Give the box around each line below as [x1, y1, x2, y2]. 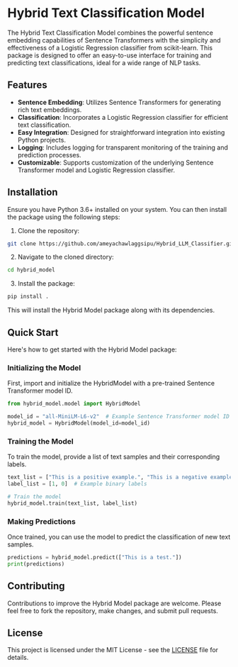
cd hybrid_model [7, 267, 55, 274]
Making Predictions [7, 516, 76, 526]
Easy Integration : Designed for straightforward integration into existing [17, 128, 225, 136]
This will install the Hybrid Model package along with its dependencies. [7, 306, 215, 315]
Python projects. [17, 135, 66, 144]
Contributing [7, 580, 65, 593]
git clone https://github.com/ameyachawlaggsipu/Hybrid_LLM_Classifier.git [7, 240, 236, 247]
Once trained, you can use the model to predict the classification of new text [7, 533, 231, 542]
